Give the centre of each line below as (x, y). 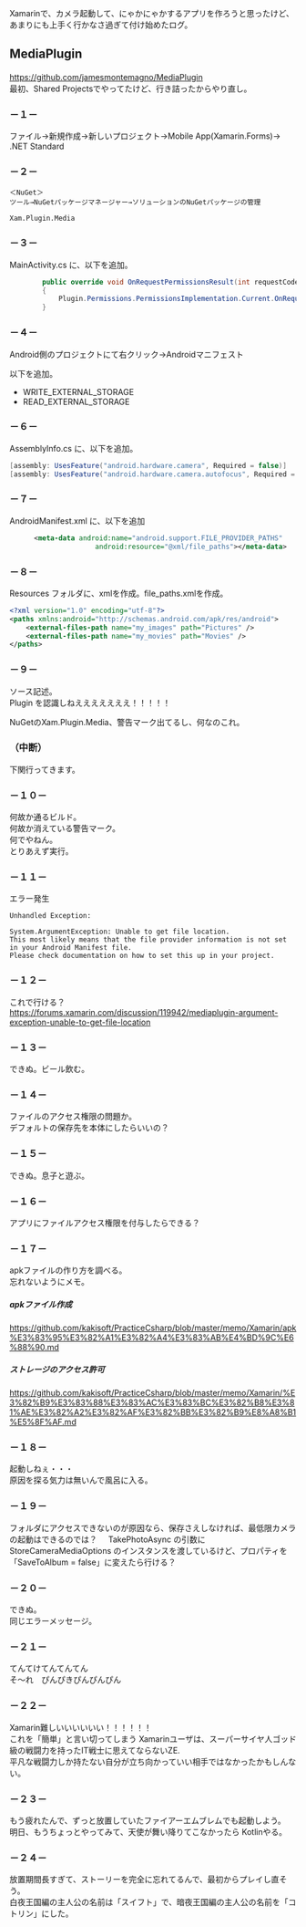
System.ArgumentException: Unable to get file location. (120, 932)
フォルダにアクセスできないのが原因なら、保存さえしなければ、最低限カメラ (153, 1527)
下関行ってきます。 (45, 769)
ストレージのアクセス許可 (57, 1369)
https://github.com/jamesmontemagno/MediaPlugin (106, 77)
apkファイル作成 (41, 1304)
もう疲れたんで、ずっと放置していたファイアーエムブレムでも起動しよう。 (148, 1820)
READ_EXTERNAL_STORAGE (76, 401)
